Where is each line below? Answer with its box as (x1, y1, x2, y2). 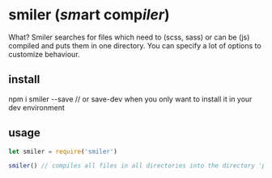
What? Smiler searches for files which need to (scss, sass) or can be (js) (8, 32, 250, 42)
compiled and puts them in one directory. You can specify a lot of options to (8, 40, 261, 50)
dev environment (8, 102, 65, 112)
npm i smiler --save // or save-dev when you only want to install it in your (8, 94, 253, 104)
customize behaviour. (8, 49, 80, 59)
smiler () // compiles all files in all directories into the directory (8, 162, 255, 170)
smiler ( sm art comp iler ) (8, 6, 170, 24)
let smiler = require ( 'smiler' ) (8, 147, 117, 155)
